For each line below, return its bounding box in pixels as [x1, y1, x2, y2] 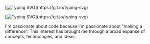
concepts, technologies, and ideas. [5, 34, 76, 39]
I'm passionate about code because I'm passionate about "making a [5, 23, 143, 29]
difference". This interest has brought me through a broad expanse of [5, 29, 146, 34]
